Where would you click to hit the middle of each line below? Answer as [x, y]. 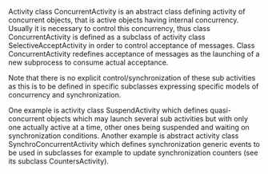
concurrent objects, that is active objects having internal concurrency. [124, 20]
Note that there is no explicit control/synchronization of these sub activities [132, 78]
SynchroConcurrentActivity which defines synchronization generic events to [134, 144]
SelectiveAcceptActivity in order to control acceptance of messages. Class [132, 45]
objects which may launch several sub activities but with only [148, 119]
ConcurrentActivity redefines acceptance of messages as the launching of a [134, 54]
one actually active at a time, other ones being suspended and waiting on [129, 127]
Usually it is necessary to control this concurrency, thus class [109, 28]
